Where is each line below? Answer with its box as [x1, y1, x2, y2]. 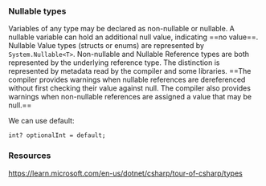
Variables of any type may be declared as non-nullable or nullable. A [8, 24, 235, 34]
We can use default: [8, 116, 75, 126]
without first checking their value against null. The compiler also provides [8, 83, 252, 93]
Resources [8, 150, 51, 161]
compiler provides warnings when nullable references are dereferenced [8, 75, 246, 85]
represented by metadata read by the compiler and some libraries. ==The [8, 67, 252, 76]
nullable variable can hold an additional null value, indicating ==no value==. [8, 32, 259, 42]
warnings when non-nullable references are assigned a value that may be [8, 92, 252, 102]
